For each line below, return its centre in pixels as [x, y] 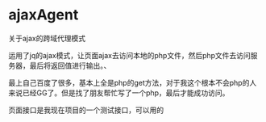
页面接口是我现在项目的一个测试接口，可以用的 [86, 110]
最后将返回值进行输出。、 [70, 65]
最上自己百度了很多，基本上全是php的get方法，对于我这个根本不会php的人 [133, 82]
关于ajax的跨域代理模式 [47, 38]
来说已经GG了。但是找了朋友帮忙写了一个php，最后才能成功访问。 [119, 93]
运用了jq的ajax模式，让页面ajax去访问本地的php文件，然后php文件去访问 [130, 55]
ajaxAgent [44, 15]
